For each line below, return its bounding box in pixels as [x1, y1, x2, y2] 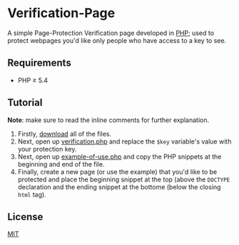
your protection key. [17, 144, 77, 153]
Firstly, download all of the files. [17, 129, 112, 138]
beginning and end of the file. [17, 159, 105, 169]
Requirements [7, 57, 71, 69]
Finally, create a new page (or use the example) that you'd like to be [17, 167, 218, 176]
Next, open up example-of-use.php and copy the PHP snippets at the [17, 152, 222, 161]
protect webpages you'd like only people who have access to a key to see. [7, 36, 227, 44]
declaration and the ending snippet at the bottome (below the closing [17, 182, 221, 191]
